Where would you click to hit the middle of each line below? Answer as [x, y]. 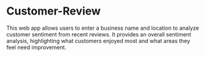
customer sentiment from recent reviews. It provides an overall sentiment [99, 34]
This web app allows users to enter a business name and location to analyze [103, 28]
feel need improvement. [36, 47]
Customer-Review [54, 11]
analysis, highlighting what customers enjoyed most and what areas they [98, 41]
